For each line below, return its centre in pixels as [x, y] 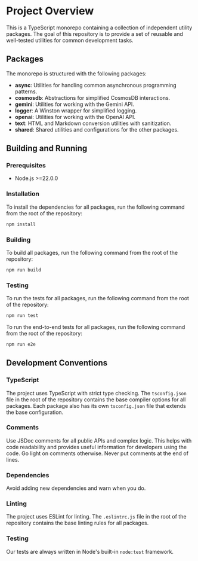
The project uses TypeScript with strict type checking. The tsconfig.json [96, 393]
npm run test [22, 316]
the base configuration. [35, 412]
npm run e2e [21, 344]
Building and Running [47, 149]
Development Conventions [57, 363]
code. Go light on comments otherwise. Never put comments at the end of [98, 453]
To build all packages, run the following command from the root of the [92, 252]
